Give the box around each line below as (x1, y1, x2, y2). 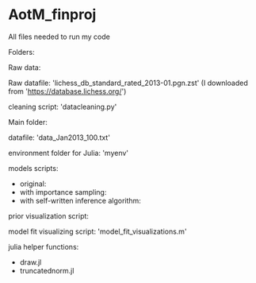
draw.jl (19, 257, 42, 267)
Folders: (8, 47, 35, 56)
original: (19, 179, 47, 188)
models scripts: (8, 163, 59, 173)
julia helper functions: (8, 242, 79, 251)
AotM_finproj (8, 6, 97, 24)
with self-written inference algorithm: (19, 196, 141, 205)
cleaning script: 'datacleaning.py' (8, 102, 117, 111)
